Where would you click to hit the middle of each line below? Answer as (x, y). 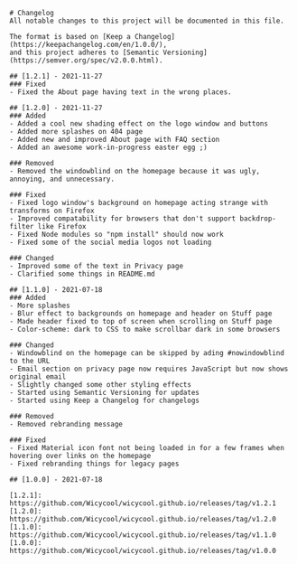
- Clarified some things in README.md (82, 274)
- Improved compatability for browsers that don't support (123, 219)
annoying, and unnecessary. (62, 179)
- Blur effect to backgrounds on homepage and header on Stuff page (141, 314)
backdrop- (258, 219)
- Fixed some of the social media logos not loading (111, 242)
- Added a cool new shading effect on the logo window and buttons (139, 124)
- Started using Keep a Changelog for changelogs (105, 400)
